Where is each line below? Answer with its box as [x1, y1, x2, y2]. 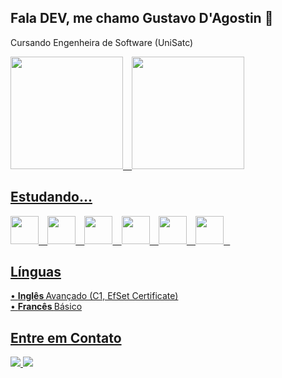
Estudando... [10, 189, 93, 206]
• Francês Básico [10, 301, 83, 313]
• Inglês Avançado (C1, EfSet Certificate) [10, 290, 179, 302]
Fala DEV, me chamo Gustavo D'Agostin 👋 [10, 10, 274, 27]
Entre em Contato [10, 329, 122, 346]
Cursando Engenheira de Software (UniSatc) [10, 36, 194, 48]
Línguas [10, 264, 62, 281]
